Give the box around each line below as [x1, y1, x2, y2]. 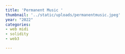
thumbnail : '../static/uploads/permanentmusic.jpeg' [5, 12, 121, 17]
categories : [5, 22, 31, 27]
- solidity [5, 31, 29, 37]
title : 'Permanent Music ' [5, 7, 63, 13]
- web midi [5, 27, 29, 32]
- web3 [5, 37, 20, 42]
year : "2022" [5, 17, 33, 22]
